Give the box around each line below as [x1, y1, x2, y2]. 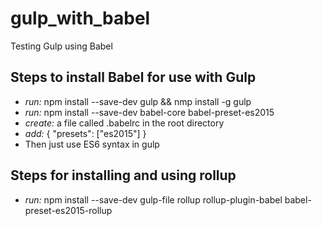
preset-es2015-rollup [24, 204, 113, 216]
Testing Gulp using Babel [10, 40, 113, 52]
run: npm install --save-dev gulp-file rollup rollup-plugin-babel [24, 193, 283, 206]
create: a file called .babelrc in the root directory [24, 117, 225, 129]
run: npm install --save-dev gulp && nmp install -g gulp [24, 95, 252, 107]
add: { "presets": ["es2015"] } [24, 127, 147, 139]
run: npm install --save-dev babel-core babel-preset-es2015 [24, 106, 275, 118]
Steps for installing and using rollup [10, 167, 237, 184]
